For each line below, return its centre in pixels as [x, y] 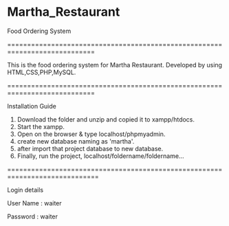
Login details [25, 190]
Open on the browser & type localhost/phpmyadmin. [91, 134]
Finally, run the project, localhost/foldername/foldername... [100, 156]
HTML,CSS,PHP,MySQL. [42, 72]
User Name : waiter [34, 203]
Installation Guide [32, 106]
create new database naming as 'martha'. [76, 141]
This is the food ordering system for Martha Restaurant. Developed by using [115, 65]
